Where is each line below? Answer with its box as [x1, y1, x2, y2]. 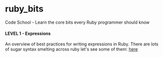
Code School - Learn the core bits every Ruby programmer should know [5, 19, 150, 25]
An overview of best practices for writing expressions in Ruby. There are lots [5, 41, 159, 47]
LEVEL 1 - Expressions [5, 30, 51, 36]
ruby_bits [5, 3, 44, 14]
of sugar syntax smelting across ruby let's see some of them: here [5, 46, 138, 52]
